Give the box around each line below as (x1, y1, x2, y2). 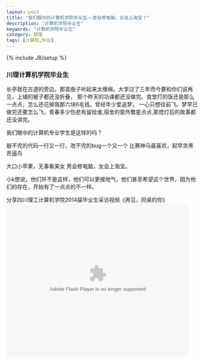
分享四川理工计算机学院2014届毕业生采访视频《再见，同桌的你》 (6, 196, 169, 203)
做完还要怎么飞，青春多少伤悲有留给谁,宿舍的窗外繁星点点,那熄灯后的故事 (6, 108, 191, 116)
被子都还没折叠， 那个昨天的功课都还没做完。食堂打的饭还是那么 (32, 93, 195, 101)
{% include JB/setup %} (6, 54, 67, 61)
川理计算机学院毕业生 (6, 70, 69, 79)
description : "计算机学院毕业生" (6, 20, 84, 26)
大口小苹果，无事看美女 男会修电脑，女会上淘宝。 (6, 162, 131, 170)
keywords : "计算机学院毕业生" (6, 26, 76, 32)
